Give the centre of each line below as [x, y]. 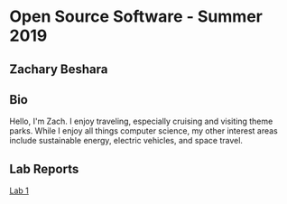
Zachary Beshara [59, 69]
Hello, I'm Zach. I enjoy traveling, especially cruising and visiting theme [141, 121]
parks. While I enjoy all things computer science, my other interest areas [143, 131]
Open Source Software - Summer [136, 17]
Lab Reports [44, 169]
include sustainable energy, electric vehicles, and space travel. [126, 141]
